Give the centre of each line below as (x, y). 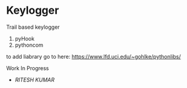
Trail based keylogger (33, 27)
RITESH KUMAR (35, 80)
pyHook (25, 38)
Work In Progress (28, 68)
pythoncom (29, 45)
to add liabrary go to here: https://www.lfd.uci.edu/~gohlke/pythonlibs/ (93, 56)
